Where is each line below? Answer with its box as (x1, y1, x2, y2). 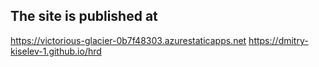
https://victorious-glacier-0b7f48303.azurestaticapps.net (10, 34, 247, 46)
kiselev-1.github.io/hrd (10, 45, 102, 57)
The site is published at (10, 8, 158, 25)
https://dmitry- (248, 34, 309, 46)
